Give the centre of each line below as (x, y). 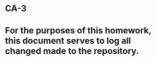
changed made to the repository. (72, 51)
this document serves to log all (68, 41)
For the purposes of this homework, (78, 31)
